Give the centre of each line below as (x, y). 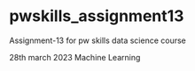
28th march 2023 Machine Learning (75, 57)
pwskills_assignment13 (97, 16)
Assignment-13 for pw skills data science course (97, 40)
